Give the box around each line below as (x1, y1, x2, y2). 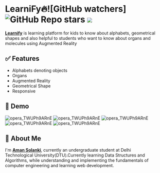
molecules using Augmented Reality (5, 40, 77, 46)
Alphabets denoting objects (12, 67, 68, 73)
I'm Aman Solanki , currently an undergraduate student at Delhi (5, 147, 131, 153)
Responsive (12, 88, 36, 94)
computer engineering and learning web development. (5, 163, 114, 169)
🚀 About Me (5, 134, 41, 142)
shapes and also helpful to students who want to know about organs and (5, 35, 151, 41)
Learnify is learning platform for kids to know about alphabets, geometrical (5, 30, 156, 36)
